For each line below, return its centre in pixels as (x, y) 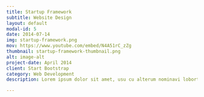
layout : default (27, 23)
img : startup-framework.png (42, 40)
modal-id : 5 (21, 29)
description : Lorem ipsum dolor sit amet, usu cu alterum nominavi (93, 79)
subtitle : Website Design (39, 18)
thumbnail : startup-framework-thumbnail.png (63, 52)
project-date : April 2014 (39, 62)
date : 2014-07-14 (28, 35)
